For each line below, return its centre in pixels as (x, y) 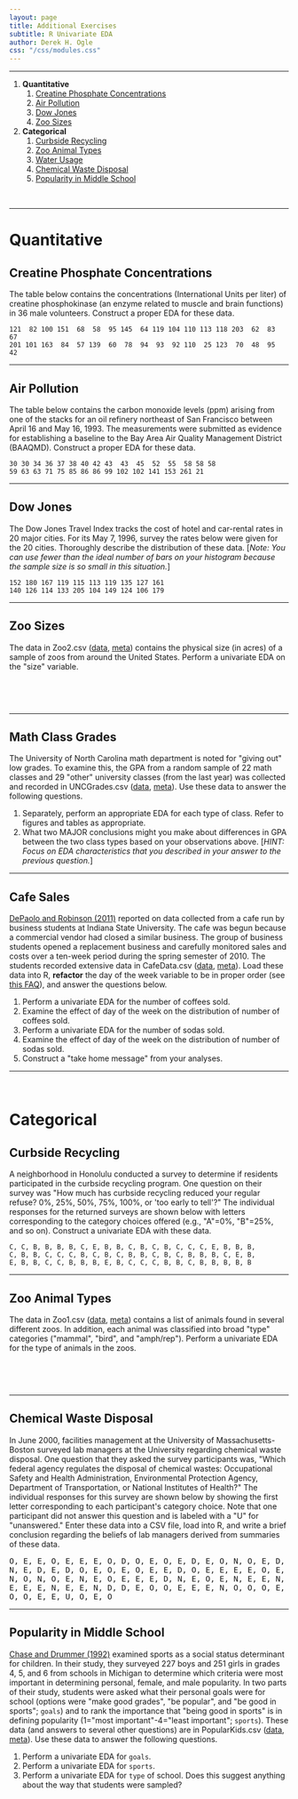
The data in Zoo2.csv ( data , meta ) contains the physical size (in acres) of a (146, 647)
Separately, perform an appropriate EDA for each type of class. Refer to (153, 814)
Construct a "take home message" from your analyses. (122, 1058)
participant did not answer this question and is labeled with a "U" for (134, 1515)
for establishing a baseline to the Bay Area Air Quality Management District (145, 438)
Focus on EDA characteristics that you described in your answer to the (152, 851)
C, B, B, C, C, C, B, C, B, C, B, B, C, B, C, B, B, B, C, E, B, (132, 1255)
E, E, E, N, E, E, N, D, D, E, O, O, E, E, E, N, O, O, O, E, (147, 1587)
